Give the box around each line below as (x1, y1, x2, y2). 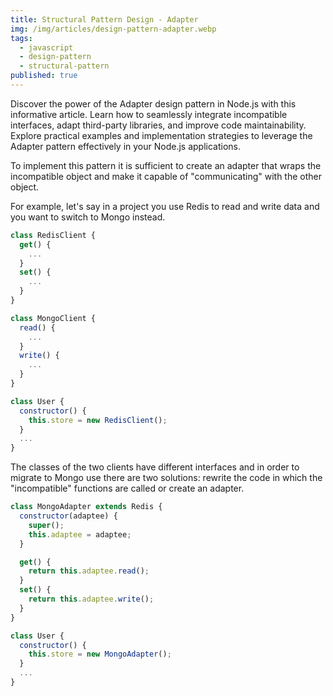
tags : (10, 33, 33, 43)
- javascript (19, 42, 74, 53)
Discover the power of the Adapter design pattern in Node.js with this (10, 97, 297, 110)
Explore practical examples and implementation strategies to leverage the (10, 129, 313, 141)
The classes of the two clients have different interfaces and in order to (10, 461, 300, 473)
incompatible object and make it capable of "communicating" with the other (10, 170, 322, 182)
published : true (10, 71, 78, 81)
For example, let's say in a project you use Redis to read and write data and (10, 200, 320, 212)
